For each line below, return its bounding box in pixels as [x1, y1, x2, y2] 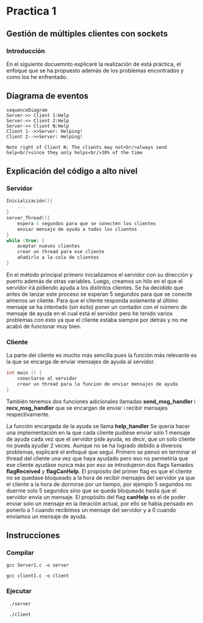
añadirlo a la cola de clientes [17, 254, 99, 260]
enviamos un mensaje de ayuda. [6, 512, 88, 520]
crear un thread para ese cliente [17, 249, 105, 255]
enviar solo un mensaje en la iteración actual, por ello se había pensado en [6, 500, 193, 507]
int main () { [6, 370, 43, 376]
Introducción [6, 47, 46, 55]
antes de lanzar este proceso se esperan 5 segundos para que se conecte [6, 290, 193, 298]
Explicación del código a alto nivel [6, 166, 138, 177]
